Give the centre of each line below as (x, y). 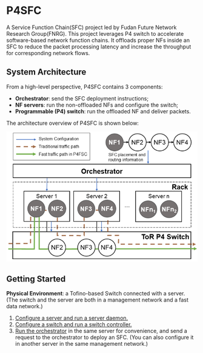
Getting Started (36, 279)
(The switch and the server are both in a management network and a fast (98, 300)
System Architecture (46, 72)
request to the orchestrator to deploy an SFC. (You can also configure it (104, 337)
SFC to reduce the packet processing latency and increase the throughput (99, 47)
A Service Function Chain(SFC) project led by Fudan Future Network (92, 27)
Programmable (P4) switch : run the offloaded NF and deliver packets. (103, 111)
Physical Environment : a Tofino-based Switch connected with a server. (96, 294)
